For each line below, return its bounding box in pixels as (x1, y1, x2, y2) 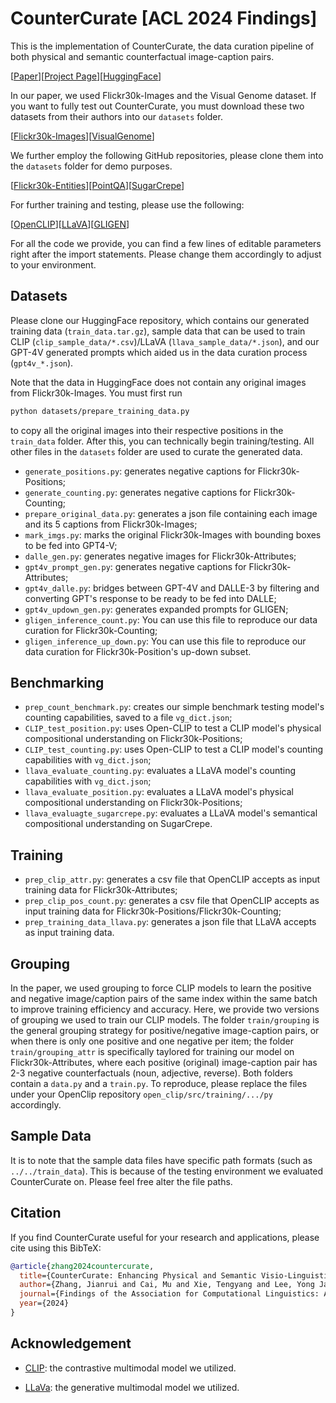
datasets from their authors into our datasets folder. (10, 110, 223, 122)
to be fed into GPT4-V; (24, 539, 118, 551)
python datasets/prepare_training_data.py (10, 406, 190, 416)
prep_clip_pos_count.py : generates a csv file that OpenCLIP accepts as (24, 895, 320, 907)
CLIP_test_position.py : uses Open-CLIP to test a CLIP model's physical (24, 722, 322, 734)
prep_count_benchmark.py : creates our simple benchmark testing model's (24, 701, 325, 713)
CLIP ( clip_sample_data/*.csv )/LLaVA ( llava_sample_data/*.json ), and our (10, 335, 320, 347)
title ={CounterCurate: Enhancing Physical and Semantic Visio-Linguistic (19, 1270, 333, 1281)
